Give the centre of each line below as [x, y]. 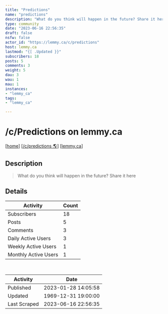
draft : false [19, 33]
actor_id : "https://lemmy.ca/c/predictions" [52, 42]
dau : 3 [12, 75]
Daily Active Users [29, 238]
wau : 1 [12, 79]
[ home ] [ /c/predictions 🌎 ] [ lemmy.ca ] [44, 146]
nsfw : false [17, 38]
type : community [22, 24]
